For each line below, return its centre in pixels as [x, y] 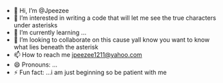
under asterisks [36, 25]
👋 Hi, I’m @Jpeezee [41, 11]
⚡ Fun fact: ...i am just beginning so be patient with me [90, 72]
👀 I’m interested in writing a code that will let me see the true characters [115, 18]
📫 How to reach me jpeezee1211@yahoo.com [78, 55]
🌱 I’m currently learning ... [50, 32]
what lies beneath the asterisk [56, 47]
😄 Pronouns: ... [36, 64]
